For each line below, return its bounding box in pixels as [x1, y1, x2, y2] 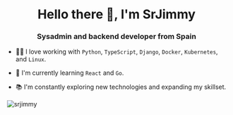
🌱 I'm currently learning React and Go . [15, 68, 124, 77]
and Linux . [15, 55, 47, 63]
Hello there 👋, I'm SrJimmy [37, 6, 196, 23]
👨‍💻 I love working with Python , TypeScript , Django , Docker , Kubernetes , [15, 47, 218, 56]
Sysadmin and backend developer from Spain [36, 32, 197, 42]
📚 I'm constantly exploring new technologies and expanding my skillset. [15, 83, 227, 91]
